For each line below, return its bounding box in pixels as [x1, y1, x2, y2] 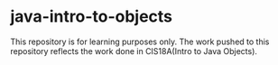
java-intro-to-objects [10, 6, 173, 27]
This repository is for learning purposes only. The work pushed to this [10, 36, 270, 47]
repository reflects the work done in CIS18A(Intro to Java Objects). [10, 45, 258, 56]
